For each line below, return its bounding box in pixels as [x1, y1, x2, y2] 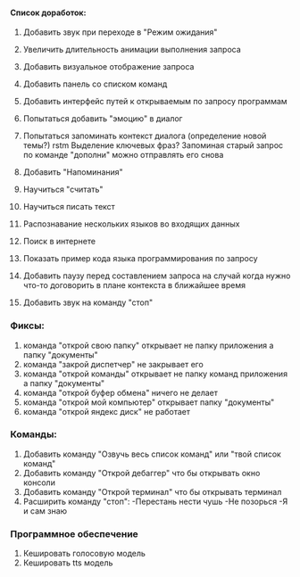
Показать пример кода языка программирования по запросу [22, 253, 258, 264]
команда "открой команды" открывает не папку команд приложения [22, 368, 288, 379]
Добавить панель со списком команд [22, 78, 168, 89]
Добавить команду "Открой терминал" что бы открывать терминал [22, 486, 282, 497]
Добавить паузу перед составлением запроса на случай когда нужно [22, 270, 291, 281]
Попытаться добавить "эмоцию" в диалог [22, 113, 183, 124]
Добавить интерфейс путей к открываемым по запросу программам [22, 96, 288, 107]
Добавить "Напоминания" [22, 167, 123, 177]
